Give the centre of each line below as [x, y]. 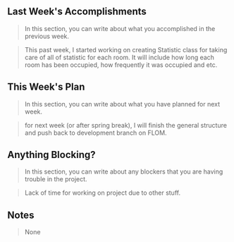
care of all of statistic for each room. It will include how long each [119, 57]
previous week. [47, 36]
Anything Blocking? [52, 155]
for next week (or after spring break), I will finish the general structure [126, 125]
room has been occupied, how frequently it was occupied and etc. [121, 65]
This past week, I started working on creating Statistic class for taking [126, 49]
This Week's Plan [46, 87]
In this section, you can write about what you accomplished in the [120, 28]
